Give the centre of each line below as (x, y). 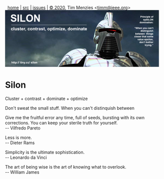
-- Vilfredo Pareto (23, 128)
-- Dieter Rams (20, 143)
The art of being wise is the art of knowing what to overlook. (66, 167)
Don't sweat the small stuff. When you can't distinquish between (70, 108)
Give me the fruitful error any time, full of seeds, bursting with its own (75, 117)
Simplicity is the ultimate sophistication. (45, 152)
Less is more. (19, 137)
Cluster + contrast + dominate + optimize (46, 99)
